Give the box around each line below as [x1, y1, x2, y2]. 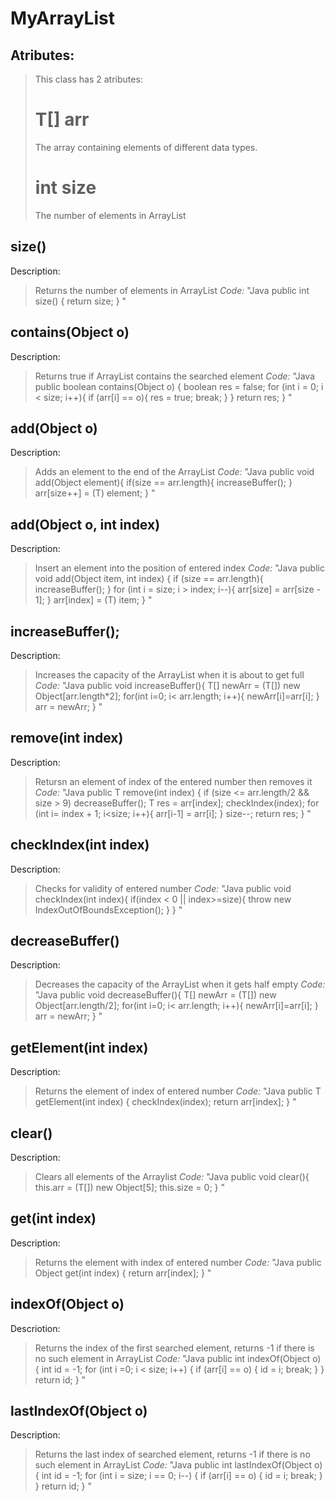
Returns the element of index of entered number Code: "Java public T [34, 1085, 322, 1097]
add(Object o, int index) [10, 516, 161, 533]
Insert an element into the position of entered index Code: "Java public [34, 562, 325, 574]
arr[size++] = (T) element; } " [34, 487, 156, 499]
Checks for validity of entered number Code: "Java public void [34, 882, 292, 894]
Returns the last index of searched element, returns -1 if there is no [34, 1448, 311, 1461]
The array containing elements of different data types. [34, 141, 258, 153]
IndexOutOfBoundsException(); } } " [34, 903, 183, 916]
